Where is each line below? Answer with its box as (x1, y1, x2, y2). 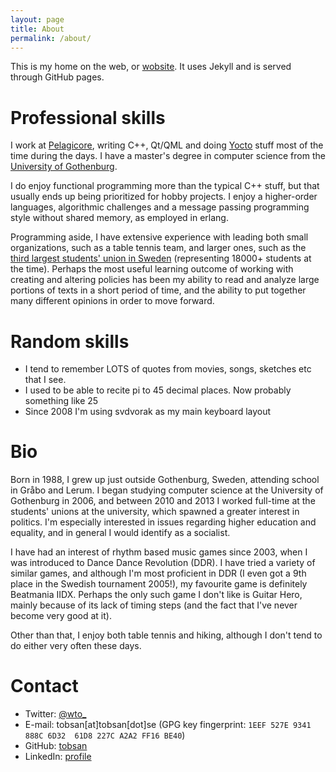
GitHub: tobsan (24, 740, 88, 752)
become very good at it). (10, 610, 112, 622)
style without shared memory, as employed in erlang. (10, 212, 229, 224)
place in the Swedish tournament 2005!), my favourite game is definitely (10, 578, 308, 590)
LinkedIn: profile (24, 751, 92, 763)
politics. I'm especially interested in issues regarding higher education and (10, 516, 317, 528)
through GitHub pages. (10, 71, 105, 83)
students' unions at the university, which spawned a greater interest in (10, 506, 300, 518)
